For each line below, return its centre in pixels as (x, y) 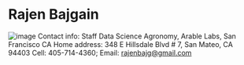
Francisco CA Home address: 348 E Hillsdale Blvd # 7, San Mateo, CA (121, 44)
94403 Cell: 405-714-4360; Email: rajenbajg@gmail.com (100, 52)
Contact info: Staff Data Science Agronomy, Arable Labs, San (137, 36)
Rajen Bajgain (54, 14)
